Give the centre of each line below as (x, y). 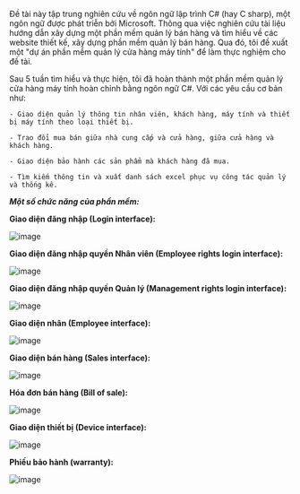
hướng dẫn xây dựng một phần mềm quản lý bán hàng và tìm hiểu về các (144, 33)
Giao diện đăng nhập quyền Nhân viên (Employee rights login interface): (146, 254)
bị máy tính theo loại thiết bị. (72, 122)
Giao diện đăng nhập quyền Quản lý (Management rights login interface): (148, 288)
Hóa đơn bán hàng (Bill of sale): (69, 393)
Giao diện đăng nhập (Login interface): (82, 219)
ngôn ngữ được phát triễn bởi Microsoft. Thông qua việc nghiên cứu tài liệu (148, 23)
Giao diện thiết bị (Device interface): (78, 427)
